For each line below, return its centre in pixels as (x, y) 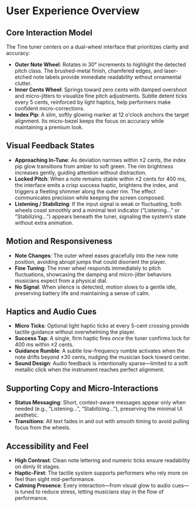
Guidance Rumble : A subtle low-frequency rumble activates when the (99, 351)
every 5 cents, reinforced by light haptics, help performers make (93, 102)
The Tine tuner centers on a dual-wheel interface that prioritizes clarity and (97, 47)
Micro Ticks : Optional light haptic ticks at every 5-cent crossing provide (102, 326)
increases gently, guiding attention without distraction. (81, 172)
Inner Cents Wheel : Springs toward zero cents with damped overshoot (101, 89)
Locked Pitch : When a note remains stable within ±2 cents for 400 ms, (100, 179)
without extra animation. (44, 223)
